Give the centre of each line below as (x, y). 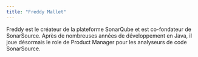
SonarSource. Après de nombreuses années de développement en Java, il (99, 35)
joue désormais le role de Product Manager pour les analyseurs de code (97, 42)
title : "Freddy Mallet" (36, 12)
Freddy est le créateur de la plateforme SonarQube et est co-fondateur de (99, 29)
